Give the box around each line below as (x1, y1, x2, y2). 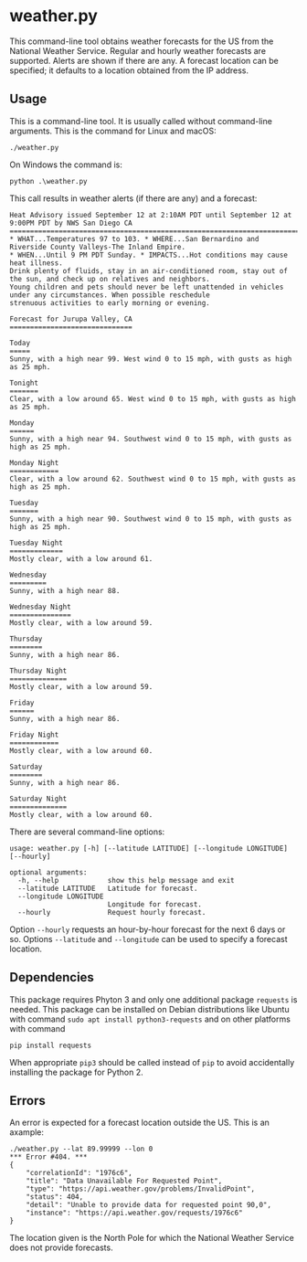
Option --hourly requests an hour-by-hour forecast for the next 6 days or (9, 924, 286, 935)
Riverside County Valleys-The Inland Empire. (9, 242, 185, 251)
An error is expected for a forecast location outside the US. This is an (9, 1117, 270, 1129)
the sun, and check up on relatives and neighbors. (9, 274, 210, 283)
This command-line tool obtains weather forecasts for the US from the (9, 36, 274, 47)
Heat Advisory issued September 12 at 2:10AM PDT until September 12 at (9, 210, 292, 219)
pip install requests (9, 1041, 92, 1050)
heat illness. (9, 258, 64, 268)
